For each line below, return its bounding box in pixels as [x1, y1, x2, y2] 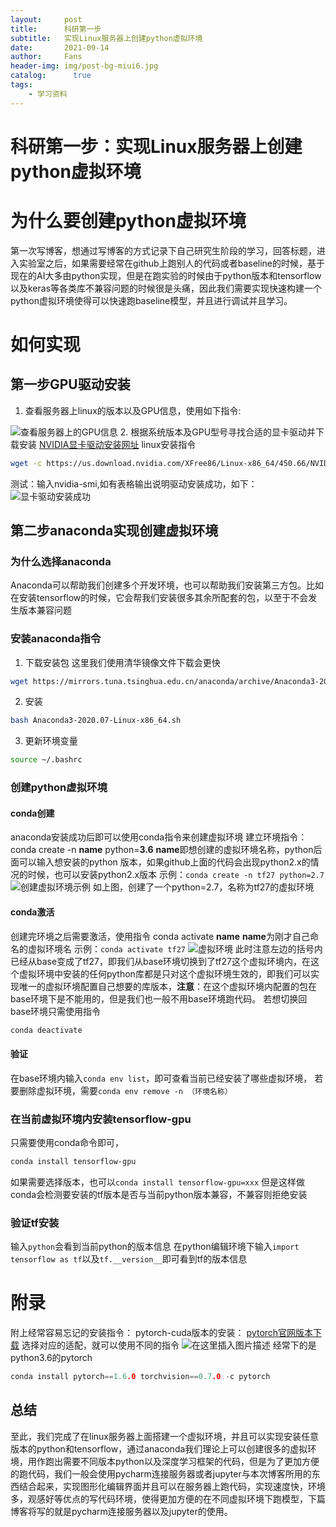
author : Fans [10, 52, 83, 62]
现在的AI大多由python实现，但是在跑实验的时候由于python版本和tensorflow [10, 269, 322, 281]
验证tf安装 [10, 1216, 60, 1230]
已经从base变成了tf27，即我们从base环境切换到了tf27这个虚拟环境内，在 [10, 955, 312, 967]
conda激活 [10, 906, 55, 918]
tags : [10, 80, 33, 90]
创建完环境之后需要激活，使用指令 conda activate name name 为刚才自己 [10, 930, 310, 942]
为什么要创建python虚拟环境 [10, 210, 247, 232]
